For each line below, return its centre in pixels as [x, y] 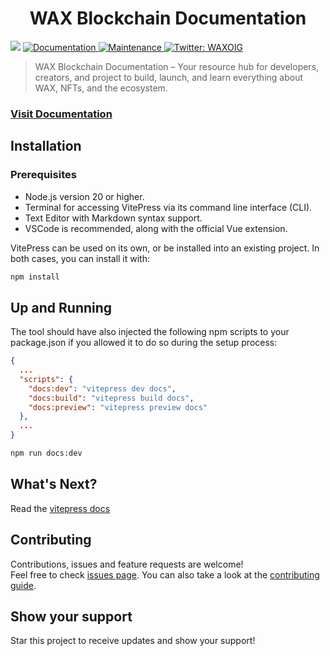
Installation [46, 146]
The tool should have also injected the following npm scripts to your [150, 332]
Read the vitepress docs [60, 508]
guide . [23, 585]
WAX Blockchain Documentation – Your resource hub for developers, [177, 66]
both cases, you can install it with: [80, 258]
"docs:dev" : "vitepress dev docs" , [102, 388]
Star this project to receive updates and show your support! [133, 641]
